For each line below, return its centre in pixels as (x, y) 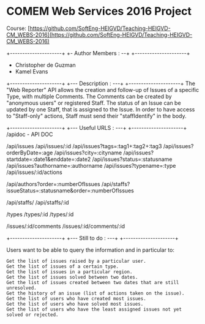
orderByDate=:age (30, 153)
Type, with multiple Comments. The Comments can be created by (89, 96)
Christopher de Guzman (46, 65)
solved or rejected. (33, 315)
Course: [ (18, 28)
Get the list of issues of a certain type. (63, 266)
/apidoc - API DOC (30, 134)
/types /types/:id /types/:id (40, 214)
